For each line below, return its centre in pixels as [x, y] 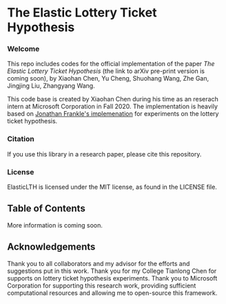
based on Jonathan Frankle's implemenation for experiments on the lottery [113, 114]
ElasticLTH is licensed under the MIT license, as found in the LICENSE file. [112, 187]
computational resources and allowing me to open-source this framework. [112, 293]
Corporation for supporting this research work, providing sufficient [102, 285]
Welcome [23, 49]
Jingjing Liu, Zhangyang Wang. [51, 86]
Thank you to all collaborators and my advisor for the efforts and [99, 263]
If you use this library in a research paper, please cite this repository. [104, 154]
